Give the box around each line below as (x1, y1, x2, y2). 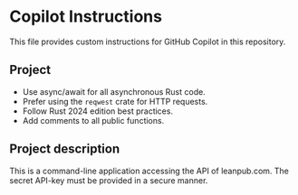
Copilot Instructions (9, 6, 163, 27)
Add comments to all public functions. (22, 115, 165, 125)
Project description (9, 142, 120, 157)
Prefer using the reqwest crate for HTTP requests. (22, 96, 208, 107)
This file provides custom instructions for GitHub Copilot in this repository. (9, 36, 286, 47)
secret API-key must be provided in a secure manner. (9, 174, 208, 186)
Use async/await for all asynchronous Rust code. (22, 86, 206, 97)
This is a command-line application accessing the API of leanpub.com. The (9, 165, 290, 176)
